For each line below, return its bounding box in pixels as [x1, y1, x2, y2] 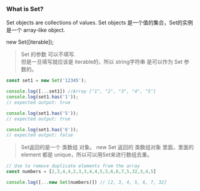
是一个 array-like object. [6, 26, 66, 34]
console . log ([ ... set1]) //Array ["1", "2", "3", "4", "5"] [6, 88, 156, 94]
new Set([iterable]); [6, 38, 54, 46]
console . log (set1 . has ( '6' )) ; [6, 127, 79, 133]
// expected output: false [6, 132, 73, 138]
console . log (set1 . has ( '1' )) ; [6, 94, 79, 100]
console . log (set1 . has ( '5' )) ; [6, 110, 79, 116]
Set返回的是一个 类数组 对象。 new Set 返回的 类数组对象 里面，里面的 [20, 144, 194, 151]
